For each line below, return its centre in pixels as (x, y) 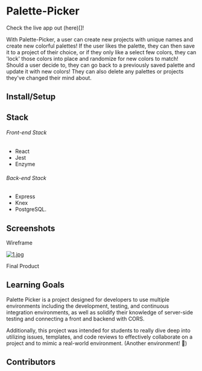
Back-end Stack (26, 178)
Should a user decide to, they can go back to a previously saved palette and (101, 65)
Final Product (23, 266)
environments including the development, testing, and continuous (88, 306)
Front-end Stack (27, 132)
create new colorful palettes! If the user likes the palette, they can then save (100, 46)
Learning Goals (36, 285)
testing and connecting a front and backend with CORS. (75, 319)
